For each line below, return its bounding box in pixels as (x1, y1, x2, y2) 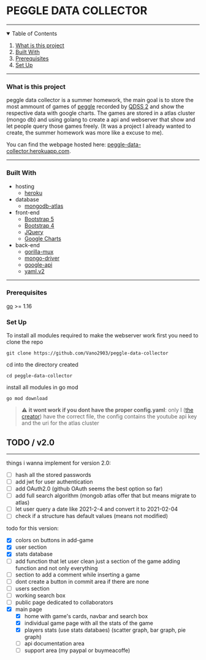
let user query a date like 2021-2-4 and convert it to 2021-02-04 (15, 505, 178, 513)
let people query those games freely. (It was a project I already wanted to (6, 122, 191, 130)
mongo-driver (24, 254, 60, 262)
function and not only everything (15, 564, 98, 572)
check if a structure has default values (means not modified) (15, 513, 169, 520)
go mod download (6, 396, 48, 402)
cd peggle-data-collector (6, 373, 72, 379)
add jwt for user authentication (15, 478, 93, 485)
